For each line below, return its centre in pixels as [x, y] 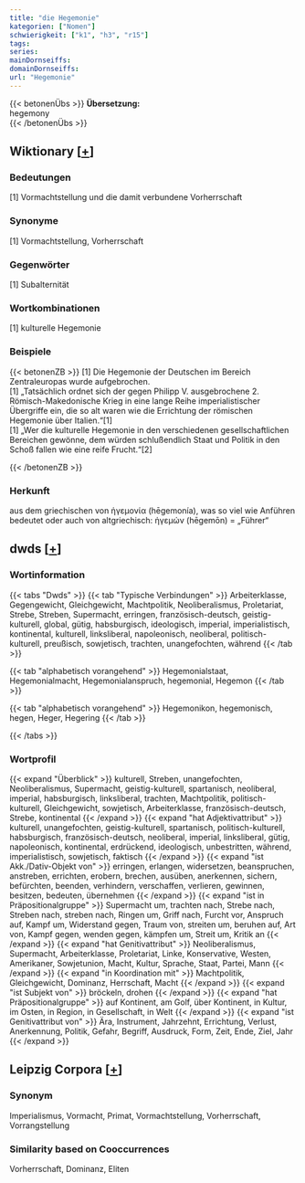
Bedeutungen [40, 177]
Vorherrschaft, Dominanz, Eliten [69, 1168]
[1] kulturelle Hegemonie [56, 328]
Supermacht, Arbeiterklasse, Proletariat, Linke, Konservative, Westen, [140, 953]
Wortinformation [47, 575]
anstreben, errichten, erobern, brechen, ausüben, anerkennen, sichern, [143, 876]
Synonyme [34, 221]
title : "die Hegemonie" [55, 18]
